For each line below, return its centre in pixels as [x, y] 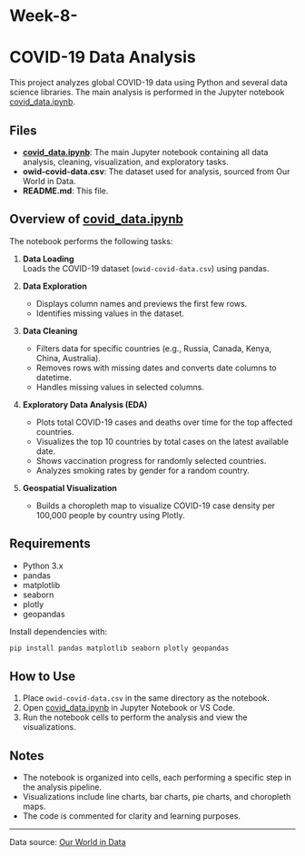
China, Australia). [69, 358]
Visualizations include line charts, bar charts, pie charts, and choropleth [157, 797]
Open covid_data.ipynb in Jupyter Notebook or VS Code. [129, 708]
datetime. [54, 377]
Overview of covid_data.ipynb [97, 219]
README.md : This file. [65, 191]
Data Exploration [55, 286]
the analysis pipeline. [62, 787]
